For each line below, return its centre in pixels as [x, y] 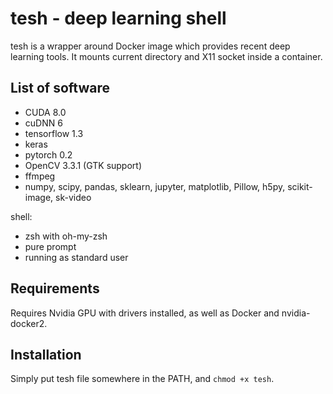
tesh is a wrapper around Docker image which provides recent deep [150, 46]
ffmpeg [40, 176]
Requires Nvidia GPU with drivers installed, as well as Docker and [145, 313]
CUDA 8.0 [45, 112]
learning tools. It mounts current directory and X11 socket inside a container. [166, 56]
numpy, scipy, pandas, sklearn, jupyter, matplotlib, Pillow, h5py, [155, 186]
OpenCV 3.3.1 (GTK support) [83, 165]
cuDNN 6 [43, 123]
